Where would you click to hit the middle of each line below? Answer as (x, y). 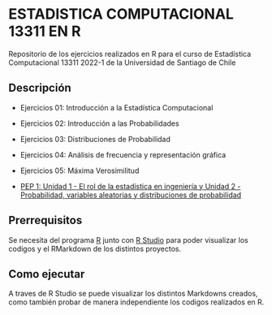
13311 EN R (45, 31)
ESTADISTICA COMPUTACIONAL (121, 14)
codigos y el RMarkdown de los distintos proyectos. (95, 248)
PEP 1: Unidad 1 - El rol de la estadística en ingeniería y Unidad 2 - (130, 186)
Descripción (40, 88)
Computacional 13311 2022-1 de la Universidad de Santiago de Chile (122, 63)
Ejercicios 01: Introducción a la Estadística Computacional (117, 107)
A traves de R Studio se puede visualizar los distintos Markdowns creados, (133, 294)
